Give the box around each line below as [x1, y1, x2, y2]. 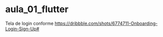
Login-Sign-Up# [5, 25, 40, 31]
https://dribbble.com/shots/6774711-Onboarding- [54, 20, 158, 26]
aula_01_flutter [5, 4, 69, 15]
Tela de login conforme [5, 20, 54, 26]
